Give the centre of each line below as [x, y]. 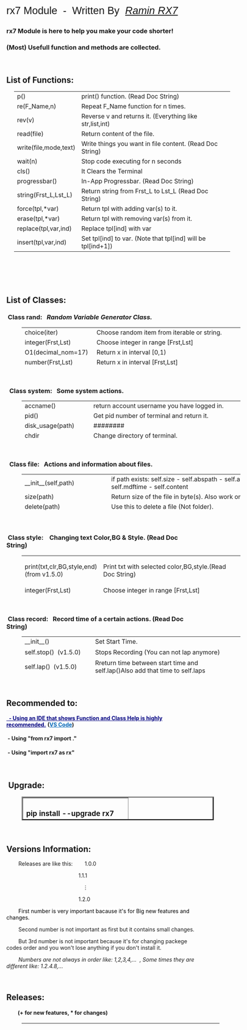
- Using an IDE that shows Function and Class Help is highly [86, 718]
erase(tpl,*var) [39, 219]
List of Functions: [40, 80]
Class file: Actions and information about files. [81, 465]
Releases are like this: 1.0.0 [57, 864]
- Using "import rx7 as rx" [41, 752]
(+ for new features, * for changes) [63, 1013]
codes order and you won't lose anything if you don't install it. [84, 948]
